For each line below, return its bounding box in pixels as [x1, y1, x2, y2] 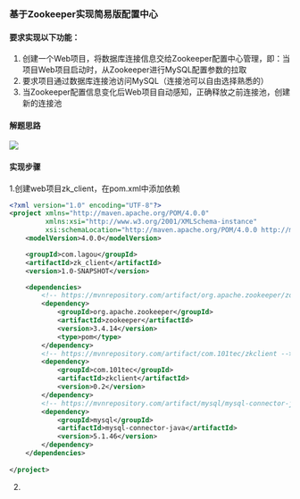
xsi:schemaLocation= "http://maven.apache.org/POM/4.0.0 [45, 226, 257, 235]
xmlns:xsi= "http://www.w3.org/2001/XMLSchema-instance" [45, 217, 257, 227]
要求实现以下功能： [9, 31, 80, 42]
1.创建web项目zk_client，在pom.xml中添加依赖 [9, 183, 180, 194]
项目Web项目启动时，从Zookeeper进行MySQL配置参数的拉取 [21, 64, 247, 75]
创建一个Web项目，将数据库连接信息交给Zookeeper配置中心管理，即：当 [21, 54, 290, 64]
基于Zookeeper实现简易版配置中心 [9, 7, 159, 20]
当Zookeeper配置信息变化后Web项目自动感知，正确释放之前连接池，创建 [21, 87, 290, 97]
